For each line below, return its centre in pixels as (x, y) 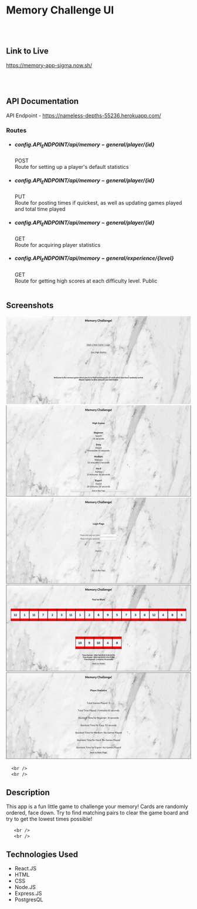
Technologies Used (42, 854)
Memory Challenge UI (60, 10)
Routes (16, 131)
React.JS (26, 868)
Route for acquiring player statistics (57, 245)
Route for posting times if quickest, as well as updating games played (98, 203)
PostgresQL (29, 899)
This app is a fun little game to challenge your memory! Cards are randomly (97, 806)
